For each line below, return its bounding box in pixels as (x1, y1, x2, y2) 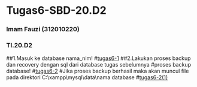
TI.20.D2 (6, 41, 33, 50)
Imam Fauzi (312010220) (6, 25, 80, 34)
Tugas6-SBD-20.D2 (6, 4, 107, 17)
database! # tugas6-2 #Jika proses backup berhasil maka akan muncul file (6, 67, 189, 75)
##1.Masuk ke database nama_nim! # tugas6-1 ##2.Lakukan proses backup (6, 55, 191, 62)
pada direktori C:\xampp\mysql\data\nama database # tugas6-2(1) (6, 74, 168, 81)
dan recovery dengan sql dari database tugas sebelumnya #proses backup (6, 61, 192, 68)
